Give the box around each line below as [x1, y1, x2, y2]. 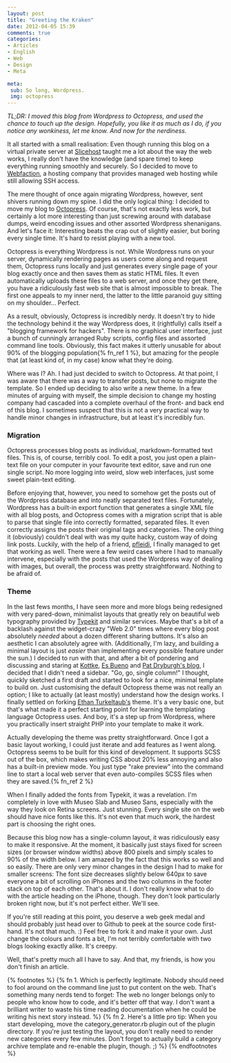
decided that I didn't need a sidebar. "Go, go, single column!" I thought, [7, 668, 210, 677]
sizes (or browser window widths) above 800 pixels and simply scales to [7, 848, 214, 856]
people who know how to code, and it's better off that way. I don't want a [7, 997, 215, 1006]
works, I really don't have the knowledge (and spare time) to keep [7, 155, 194, 163]
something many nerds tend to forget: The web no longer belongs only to [7, 991, 215, 999]
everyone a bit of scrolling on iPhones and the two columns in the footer [7, 877, 212, 885]
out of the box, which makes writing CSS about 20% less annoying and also [7, 755, 223, 763]
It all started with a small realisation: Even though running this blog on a [7, 140, 210, 148]
